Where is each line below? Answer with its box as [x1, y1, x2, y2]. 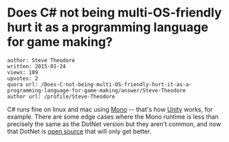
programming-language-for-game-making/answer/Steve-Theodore [7, 87, 186, 94]
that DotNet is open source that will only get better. [7, 127, 152, 135]
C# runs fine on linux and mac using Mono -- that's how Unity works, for [7, 105, 213, 113]
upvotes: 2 [7, 74, 39, 82]
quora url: [7, 81, 39, 88]
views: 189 [7, 69, 39, 76]
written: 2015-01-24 [7, 63, 67, 70]
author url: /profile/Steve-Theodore [7, 93, 116, 100]
